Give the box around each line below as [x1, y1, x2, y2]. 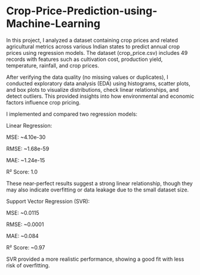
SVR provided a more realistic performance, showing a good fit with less [6, 255, 184, 262]
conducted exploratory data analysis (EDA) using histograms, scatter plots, [6, 79, 190, 87]
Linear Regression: [6, 122, 53, 129]
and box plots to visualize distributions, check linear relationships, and [6, 86, 179, 93]
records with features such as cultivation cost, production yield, [6, 55, 163, 63]
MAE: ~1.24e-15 [6, 156, 45, 163]
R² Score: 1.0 [6, 168, 38, 175]
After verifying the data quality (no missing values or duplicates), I [6, 73, 168, 81]
